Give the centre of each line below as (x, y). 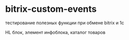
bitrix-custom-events (51, 9)
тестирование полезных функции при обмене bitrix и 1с (65, 23)
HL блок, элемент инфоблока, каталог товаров (55, 32)
